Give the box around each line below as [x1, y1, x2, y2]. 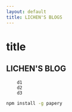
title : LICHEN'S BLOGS [6, 14, 62, 20]
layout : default [6, 8, 46, 15]
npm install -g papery [6, 100, 62, 106]
